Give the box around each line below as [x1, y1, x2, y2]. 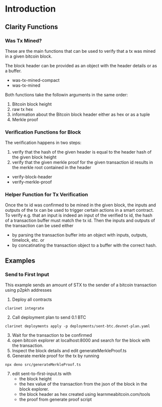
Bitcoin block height [12, 101, 52, 107]
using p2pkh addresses [5, 287, 52, 293]
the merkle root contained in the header [12, 165, 91, 171]
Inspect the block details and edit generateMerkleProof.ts [12, 348, 127, 354]
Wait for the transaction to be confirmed [12, 332, 92, 338]
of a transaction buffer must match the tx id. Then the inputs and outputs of [5, 218, 156, 223]
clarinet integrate [5, 306, 44, 311]
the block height [19, 376, 52, 382]
